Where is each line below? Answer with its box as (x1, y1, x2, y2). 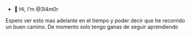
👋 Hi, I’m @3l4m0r (14, 6, 58, 12)
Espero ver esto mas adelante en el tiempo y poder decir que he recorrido (5, 17, 185, 24)
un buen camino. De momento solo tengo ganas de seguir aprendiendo (5, 24, 179, 30)
